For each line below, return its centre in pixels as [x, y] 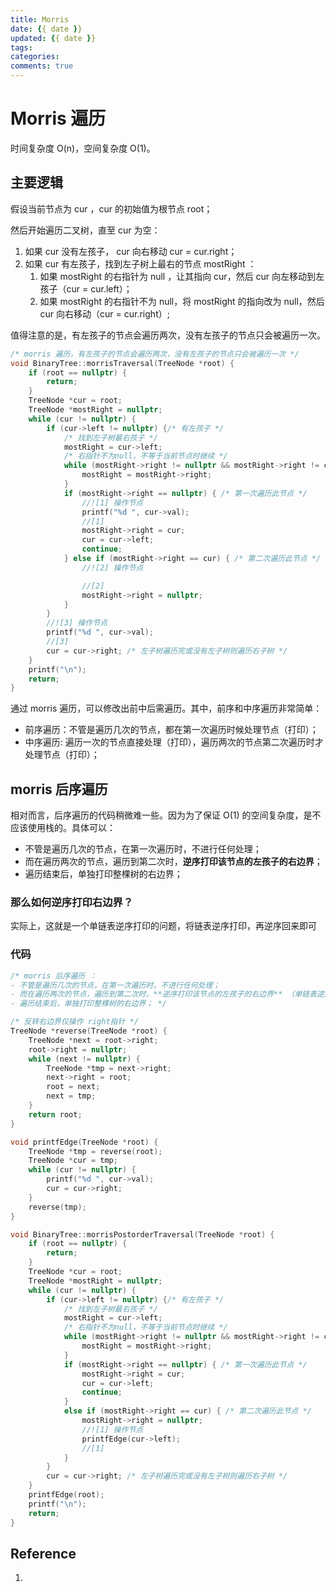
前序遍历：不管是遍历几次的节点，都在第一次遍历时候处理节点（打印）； [171, 730]
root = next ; [73, 1087]
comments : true [42, 66]
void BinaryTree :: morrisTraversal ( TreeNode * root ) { [122, 363]
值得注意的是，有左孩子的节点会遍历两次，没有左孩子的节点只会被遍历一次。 [168, 335]
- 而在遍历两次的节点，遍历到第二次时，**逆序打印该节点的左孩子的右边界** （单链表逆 [167, 994]
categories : [35, 57]
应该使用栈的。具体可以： [63, 828]
